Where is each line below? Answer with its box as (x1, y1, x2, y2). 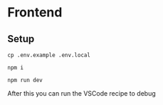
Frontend (7, 4, 63, 21)
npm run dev (7, 76, 43, 84)
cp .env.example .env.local (7, 51, 91, 59)
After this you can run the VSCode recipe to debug (7, 89, 157, 97)
